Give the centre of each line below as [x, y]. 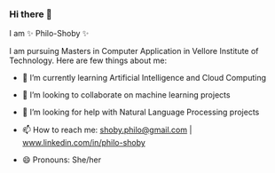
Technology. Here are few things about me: [88, 60]
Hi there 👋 [31, 14]
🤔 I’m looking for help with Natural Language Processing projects [141, 112]
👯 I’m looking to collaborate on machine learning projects [126, 95]
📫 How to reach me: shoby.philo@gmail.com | [107, 130]
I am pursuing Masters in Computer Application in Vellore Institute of [134, 51]
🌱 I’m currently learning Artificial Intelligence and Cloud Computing [144, 78]
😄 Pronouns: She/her [62, 160]
